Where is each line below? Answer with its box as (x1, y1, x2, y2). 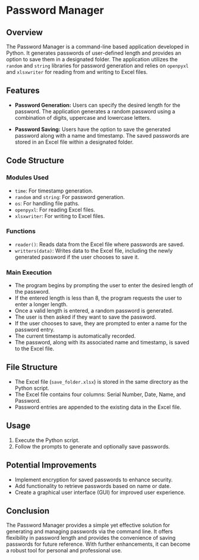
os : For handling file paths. (14, 200, 80, 207)
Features (6, 86, 40, 96)
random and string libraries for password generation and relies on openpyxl (6, 62, 189, 69)
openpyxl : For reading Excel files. (14, 206, 96, 213)
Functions (6, 227, 36, 235)
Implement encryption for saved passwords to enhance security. (14, 476, 173, 483)
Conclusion (6, 506, 50, 516)
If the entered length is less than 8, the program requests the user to (14, 294, 182, 301)
